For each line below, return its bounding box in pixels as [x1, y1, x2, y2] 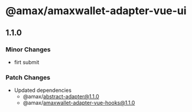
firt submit [14, 58, 40, 65]
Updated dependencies [14, 87, 72, 94]
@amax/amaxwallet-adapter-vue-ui [5, 4, 187, 18]
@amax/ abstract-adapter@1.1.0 [22, 93, 100, 100]
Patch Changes [5, 73, 51, 81]
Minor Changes [5, 45, 51, 54]
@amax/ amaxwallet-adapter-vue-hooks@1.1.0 [22, 99, 135, 107]
